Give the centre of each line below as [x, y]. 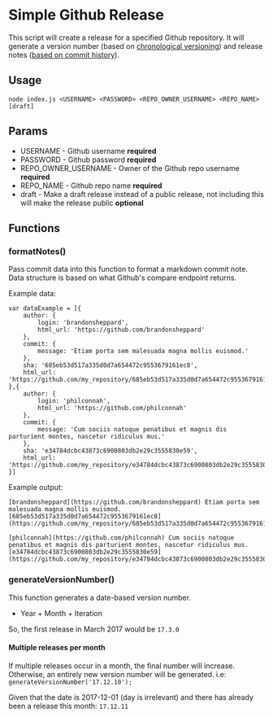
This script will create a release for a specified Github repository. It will [126, 37]
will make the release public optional [82, 203]
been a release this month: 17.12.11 [68, 706]
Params [28, 131]
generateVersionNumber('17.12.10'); [70, 682]
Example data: [32, 294]
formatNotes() [37, 251]
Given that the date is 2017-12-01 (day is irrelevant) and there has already [131, 697]
